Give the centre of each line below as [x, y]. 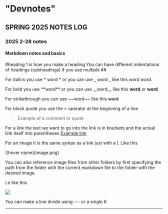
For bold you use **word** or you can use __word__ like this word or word [82, 89]
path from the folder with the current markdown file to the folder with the [80, 167]
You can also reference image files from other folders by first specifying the [83, 162]
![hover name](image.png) [32, 152]
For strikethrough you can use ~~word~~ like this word [62, 98]
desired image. [20, 172]
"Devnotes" [30, 9]
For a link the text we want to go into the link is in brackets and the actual [80, 127]
